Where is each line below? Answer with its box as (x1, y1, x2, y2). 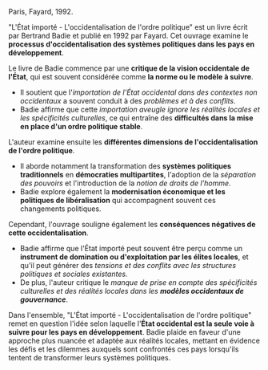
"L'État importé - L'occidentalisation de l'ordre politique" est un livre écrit (8, 22, 248, 31)
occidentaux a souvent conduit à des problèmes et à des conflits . (19, 96, 236, 105)
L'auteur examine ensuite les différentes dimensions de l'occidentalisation (8, 137, 258, 147)
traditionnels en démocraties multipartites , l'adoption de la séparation (19, 170, 257, 179)
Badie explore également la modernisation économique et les (19, 187, 226, 196)
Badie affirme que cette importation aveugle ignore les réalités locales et (19, 104, 260, 114)
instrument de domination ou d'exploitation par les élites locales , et (19, 252, 250, 262)
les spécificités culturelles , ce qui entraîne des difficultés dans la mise (19, 113, 254, 123)
